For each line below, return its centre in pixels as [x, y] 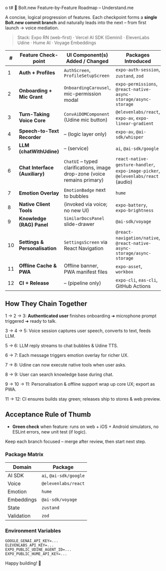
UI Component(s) [87, 55]
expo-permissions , [136, 84]
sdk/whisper [129, 137]
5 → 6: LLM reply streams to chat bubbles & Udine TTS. [62, 346]
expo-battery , [131, 205]
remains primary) [84, 180]
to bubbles [76, 196]
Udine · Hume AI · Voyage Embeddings [57, 43]
